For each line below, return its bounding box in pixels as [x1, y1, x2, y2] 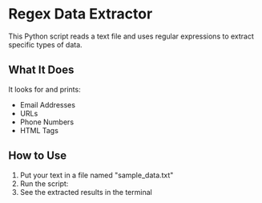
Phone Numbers [19, 117, 75, 127]
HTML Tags [19, 125, 58, 135]
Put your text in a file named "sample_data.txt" [19, 170, 174, 180]
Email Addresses [19, 99, 76, 109]
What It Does [8, 63, 75, 77]
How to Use [8, 149, 67, 163]
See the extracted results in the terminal [19, 187, 152, 197]
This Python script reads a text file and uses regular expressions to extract [8, 31, 255, 41]
